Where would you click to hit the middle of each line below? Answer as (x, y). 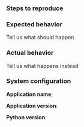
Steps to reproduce (35, 8)
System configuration (39, 81)
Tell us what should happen (40, 38)
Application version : (32, 106)
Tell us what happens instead (42, 66)
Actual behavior (30, 53)
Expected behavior (34, 24)
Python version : (26, 117)
